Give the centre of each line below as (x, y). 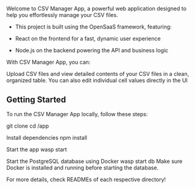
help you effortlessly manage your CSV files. (62, 15)
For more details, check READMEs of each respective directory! (86, 179)
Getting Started (36, 99)
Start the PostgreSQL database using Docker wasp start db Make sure (94, 161)
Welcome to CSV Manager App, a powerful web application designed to (97, 9)
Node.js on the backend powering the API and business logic (92, 50)
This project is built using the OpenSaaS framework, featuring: (93, 27)
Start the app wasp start (37, 149)
